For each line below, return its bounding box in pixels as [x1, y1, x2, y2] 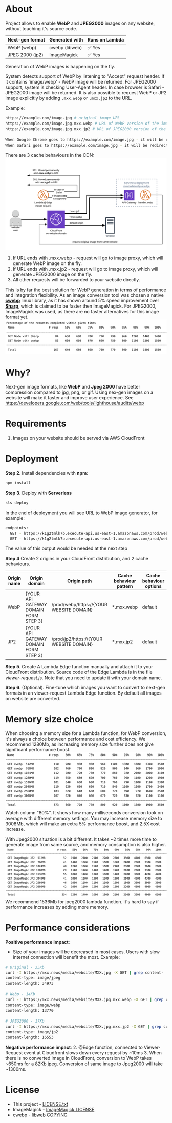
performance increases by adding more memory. [5, 904, 109, 910]
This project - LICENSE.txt [12, 1100, 68, 1107]
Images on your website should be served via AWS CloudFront [12, 435, 145, 441]
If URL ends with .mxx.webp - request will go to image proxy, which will [12, 255, 164, 261]
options [145, 583, 162, 589]
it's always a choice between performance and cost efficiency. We [5, 736, 146, 742]
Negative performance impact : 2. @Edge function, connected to [5, 1044, 143, 1050]
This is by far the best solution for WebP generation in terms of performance [5, 287, 166, 293]
